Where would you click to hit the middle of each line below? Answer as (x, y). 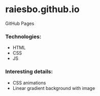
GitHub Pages (20, 23)
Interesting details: (29, 72)
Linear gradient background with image (54, 88)
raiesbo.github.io (42, 9)
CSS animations (29, 83)
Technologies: (23, 37)
